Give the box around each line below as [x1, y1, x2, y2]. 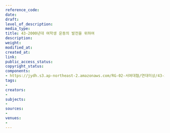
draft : [5, 17, 19, 22]
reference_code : [5, 7, 39, 13]
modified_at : [5, 45, 33, 50]
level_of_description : [5, 21, 53, 27]
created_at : [5, 50, 30, 55]
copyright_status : [5, 64, 44, 69]
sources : [5, 106, 24, 111]
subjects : [5, 97, 26, 102]
